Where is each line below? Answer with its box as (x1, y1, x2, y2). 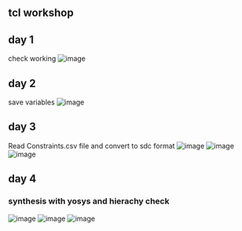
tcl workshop (8, 6, 74, 20)
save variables (8, 97, 55, 107)
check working (8, 54, 57, 64)
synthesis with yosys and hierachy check (8, 196, 170, 207)
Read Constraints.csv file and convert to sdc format (8, 141, 175, 150)
